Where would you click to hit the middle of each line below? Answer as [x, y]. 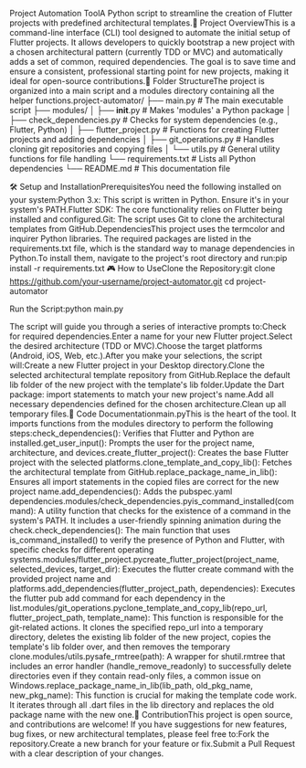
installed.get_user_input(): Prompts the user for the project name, [132, 443]
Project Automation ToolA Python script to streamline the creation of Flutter [151, 13]
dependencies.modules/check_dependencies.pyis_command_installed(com [152, 501]
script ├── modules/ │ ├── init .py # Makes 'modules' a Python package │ [151, 110]
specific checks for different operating [82, 550]
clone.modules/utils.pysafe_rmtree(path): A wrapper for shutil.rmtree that [148, 656]
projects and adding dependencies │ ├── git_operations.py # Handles [142, 139]
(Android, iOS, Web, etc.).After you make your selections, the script [136, 356]
